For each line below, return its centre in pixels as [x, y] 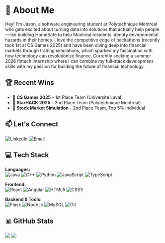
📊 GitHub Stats [29, 221]
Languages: [18, 170]
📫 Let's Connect [32, 124]
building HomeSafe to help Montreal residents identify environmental [88, 34]
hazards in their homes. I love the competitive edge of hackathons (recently [82, 40]
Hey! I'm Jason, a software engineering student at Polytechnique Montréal [81, 24]
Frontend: [16, 185]
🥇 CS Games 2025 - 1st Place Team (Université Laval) [68, 97]
